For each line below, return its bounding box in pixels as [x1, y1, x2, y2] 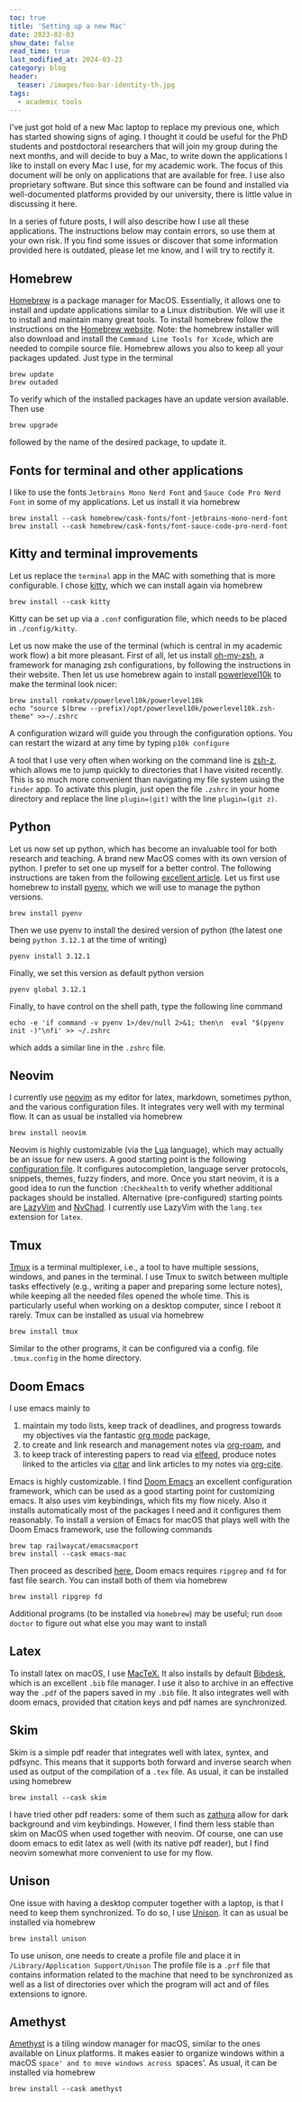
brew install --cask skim [9, 1793, 106, 1802]
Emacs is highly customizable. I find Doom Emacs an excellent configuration [9, 1476, 293, 1487]
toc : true [9, 13, 47, 23]
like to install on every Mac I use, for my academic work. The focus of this [9, 160, 284, 172]
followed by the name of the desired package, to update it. [9, 437, 227, 448]
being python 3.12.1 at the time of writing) [9, 934, 168, 944]
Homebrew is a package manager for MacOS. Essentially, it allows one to [9, 295, 281, 306]
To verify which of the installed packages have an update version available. [9, 394, 288, 405]
